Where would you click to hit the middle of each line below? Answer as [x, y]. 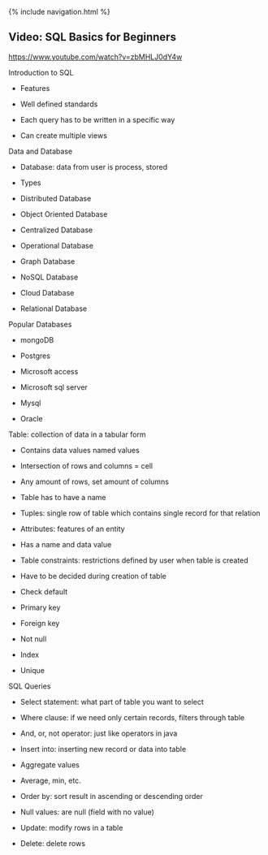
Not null [33, 639]
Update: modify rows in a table [71, 827]
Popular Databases [40, 324]
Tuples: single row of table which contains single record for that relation [140, 513]
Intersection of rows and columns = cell [86, 465]
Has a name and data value [66, 544]
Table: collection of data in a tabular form [77, 434]
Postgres [35, 356]
